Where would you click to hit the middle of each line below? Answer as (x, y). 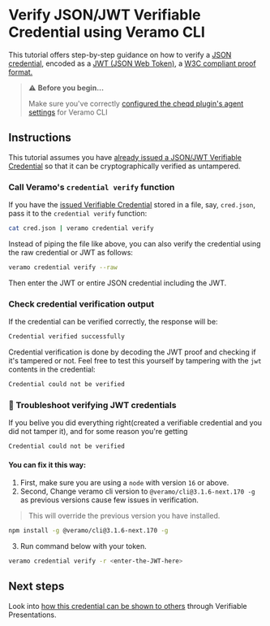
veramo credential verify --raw (63, 267)
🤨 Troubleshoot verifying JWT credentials (92, 405)
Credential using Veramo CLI (107, 32)
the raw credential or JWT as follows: (71, 252)
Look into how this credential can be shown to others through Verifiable (128, 606)
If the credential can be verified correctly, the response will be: (113, 322)
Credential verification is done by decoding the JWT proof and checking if (133, 352)
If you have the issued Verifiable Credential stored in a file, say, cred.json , (132, 205)
